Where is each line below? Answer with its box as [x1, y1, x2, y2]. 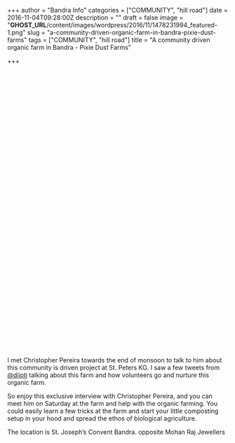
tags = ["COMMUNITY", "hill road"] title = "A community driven [28, 36, 210, 44]
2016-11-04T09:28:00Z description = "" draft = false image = [7, 13, 184, 22]
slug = [27, 28, 46, 36]
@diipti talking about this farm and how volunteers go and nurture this [7, 371, 209, 379]
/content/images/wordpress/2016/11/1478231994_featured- [46, 21, 218, 29]
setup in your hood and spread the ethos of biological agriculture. [7, 414, 197, 423]
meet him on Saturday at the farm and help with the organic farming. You [7, 400, 218, 407]
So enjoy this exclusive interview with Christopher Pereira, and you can [7, 392, 213, 400]
